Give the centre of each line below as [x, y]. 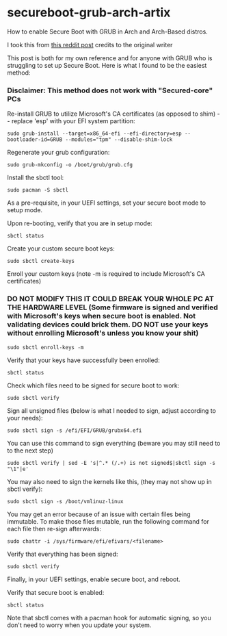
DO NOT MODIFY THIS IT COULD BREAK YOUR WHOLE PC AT [110, 299]
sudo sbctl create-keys [41, 262]
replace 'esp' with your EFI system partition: [73, 121]
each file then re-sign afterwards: [54, 529]
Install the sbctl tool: [36, 178]
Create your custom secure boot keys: [61, 249]
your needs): [25, 418]
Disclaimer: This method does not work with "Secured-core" [110, 90]
